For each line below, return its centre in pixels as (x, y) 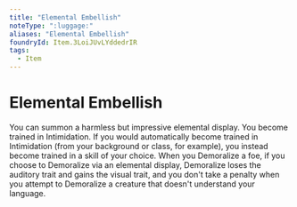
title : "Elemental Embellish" (66, 17)
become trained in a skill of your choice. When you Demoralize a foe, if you (147, 155)
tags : (19, 51)
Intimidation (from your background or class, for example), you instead (139, 146)
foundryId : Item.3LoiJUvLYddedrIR (74, 42)
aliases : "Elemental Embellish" (69, 34)
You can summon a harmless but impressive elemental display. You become (148, 127)
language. (28, 193)
